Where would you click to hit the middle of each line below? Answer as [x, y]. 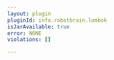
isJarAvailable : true [39, 27]
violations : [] [29, 40]
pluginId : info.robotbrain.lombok [57, 20]
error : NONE [24, 33]
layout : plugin [29, 14]
